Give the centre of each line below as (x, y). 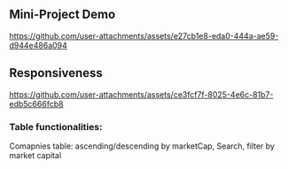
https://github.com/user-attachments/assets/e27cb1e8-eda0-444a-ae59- (144, 35)
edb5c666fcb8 (36, 104)
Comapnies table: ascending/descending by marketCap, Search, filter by (142, 146)
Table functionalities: (56, 127)
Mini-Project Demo (62, 15)
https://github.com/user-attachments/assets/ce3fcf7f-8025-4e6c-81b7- (141, 94)
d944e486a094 (39, 45)
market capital (35, 155)
